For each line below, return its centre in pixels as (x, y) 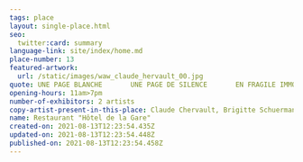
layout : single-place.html (60, 26)
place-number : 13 (42, 59)
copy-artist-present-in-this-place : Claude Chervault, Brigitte (133, 110)
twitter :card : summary (60, 43)
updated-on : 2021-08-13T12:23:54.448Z (82, 135)
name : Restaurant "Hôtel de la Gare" (80, 118)
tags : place (32, 18)
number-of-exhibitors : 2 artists (72, 101)
